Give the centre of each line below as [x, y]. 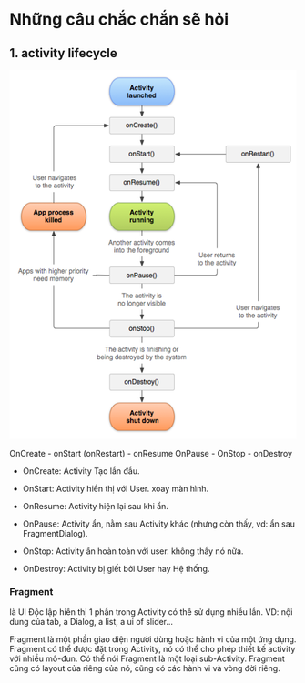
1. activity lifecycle [63, 53]
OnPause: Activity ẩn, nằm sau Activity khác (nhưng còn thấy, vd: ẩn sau [159, 524]
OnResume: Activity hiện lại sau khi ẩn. [95, 506]
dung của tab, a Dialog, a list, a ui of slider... [91, 621]
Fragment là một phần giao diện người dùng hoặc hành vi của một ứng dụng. [153, 639]
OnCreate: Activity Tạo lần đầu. [81, 471]
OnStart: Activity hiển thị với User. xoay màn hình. [116, 488]
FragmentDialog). [55, 533]
